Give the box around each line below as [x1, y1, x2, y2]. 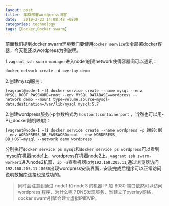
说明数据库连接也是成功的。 [5, 172, 64, 178]
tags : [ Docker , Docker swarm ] [5, 27, 67, 32]
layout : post [5, 7, 33, 13]
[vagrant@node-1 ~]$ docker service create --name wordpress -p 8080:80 [5, 128, 163, 133]
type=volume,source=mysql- [53, 97, 110, 102]
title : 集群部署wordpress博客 [5, 12, 67, 17]
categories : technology [5, 21, 56, 27]
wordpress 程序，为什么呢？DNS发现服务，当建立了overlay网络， [17, 189, 156, 195]
